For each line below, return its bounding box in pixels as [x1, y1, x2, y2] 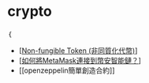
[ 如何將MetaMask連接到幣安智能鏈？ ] [18, 55, 141, 65]
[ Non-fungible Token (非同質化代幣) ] [18, 46, 138, 55]
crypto [7, 2, 52, 21]
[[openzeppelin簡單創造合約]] [18, 66, 115, 75]
